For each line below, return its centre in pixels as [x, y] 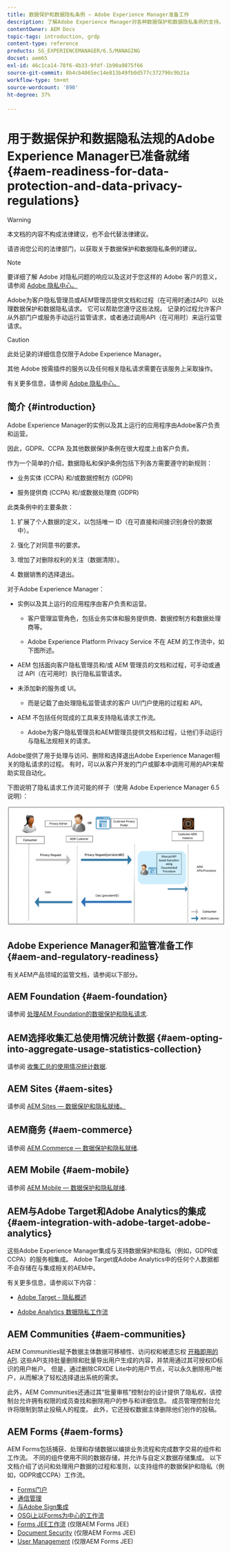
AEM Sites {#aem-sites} [60, 1089]
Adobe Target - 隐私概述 [52, 1297]
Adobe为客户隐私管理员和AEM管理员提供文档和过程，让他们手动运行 [125, 732]
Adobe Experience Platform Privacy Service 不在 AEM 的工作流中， [123, 641]
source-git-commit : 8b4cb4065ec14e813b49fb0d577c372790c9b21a [98, 72]
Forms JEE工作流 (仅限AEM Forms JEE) [73, 1524]
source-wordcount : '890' [43, 87]
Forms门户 [32, 1490]
